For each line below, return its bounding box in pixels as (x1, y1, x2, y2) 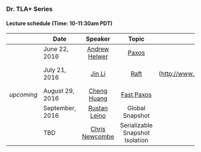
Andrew (87, 45, 109, 53)
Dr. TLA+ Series (6, 5, 53, 13)
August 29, (43, 87, 75, 95)
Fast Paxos (121, 90, 152, 99)
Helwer (87, 53, 108, 61)
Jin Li (90, 69, 106, 78)
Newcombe (81, 132, 115, 141)
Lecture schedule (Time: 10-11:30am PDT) (6, 20, 112, 27)
